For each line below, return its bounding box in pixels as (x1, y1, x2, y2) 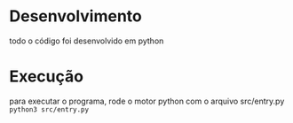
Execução (9, 66, 84, 87)
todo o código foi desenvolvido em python (9, 35, 164, 46)
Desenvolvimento (9, 6, 142, 27)
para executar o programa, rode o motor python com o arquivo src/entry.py (9, 96, 285, 106)
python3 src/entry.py (9, 104, 90, 114)
